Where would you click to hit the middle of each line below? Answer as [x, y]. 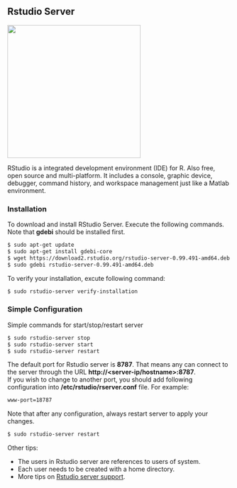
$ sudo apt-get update [41, 245]
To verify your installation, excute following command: [86, 278]
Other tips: [23, 448]
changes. [21, 421]
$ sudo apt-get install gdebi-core [60, 251]
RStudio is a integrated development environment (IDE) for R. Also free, [111, 168]
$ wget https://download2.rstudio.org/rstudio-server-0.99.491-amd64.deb [119, 258]
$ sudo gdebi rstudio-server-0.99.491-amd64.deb [81, 265]
